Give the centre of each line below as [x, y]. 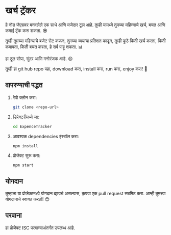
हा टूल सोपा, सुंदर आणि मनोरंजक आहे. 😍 [39, 59]
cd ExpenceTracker [32, 126]
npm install [25, 146]
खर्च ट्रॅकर [20, 10]
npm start [23, 165]
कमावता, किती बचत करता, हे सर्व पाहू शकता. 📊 [44, 47]
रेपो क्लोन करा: [25, 97]
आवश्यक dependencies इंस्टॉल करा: [46, 136]
